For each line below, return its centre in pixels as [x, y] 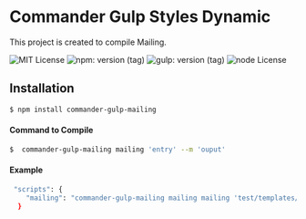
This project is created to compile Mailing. [88, 42]
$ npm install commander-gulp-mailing [83, 109]
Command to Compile [51, 130]
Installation [42, 89]
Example [26, 170]
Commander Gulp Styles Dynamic [140, 17]
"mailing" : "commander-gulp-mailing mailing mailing [128, 198]
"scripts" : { [38, 189]
